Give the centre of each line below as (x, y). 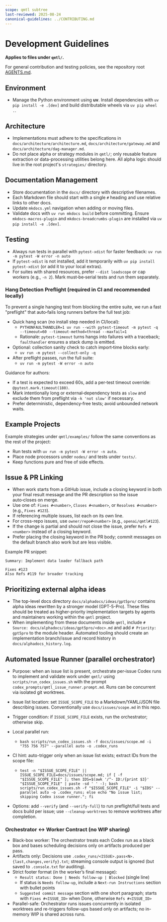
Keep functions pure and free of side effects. (58, 462)
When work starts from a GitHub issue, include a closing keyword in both (87, 489)
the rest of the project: (28, 442)
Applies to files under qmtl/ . (35, 57)
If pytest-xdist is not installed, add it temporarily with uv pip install (83, 261)
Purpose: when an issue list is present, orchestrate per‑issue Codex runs (87, 671)
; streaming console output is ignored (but (111, 861)
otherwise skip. (28, 722)
